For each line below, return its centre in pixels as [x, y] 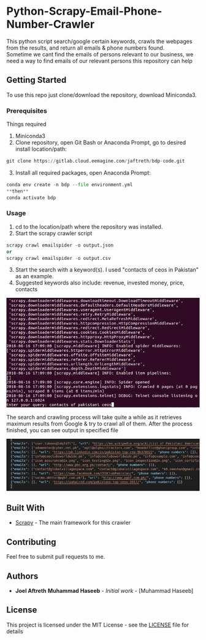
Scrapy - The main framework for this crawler [73, 523]
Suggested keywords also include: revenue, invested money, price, [100, 283]
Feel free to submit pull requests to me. [56, 557]
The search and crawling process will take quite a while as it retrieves [94, 417]
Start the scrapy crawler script [54, 233]
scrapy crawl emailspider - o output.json [60, 245]
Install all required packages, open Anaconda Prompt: [83, 172]
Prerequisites [27, 110]
